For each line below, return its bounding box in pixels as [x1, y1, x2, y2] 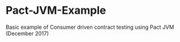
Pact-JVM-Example [5, 4, 106, 17]
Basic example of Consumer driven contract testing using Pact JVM [5, 23, 175, 31]
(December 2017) [5, 29, 49, 37]
